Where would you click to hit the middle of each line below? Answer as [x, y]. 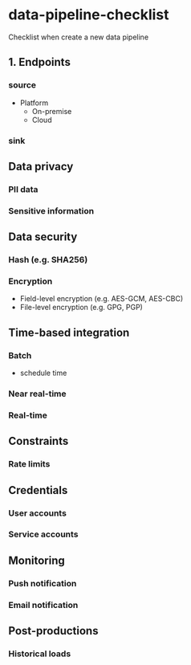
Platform [34, 103]
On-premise [52, 111]
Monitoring [37, 560]
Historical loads [40, 654]
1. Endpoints [39, 62]
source [22, 85]
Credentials [38, 490]
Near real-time [37, 394]
